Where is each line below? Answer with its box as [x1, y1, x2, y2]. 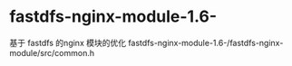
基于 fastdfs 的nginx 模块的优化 [9, 37, 127, 48]
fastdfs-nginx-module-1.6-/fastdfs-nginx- [128, 37, 284, 48]
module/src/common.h [9, 47, 95, 58]
